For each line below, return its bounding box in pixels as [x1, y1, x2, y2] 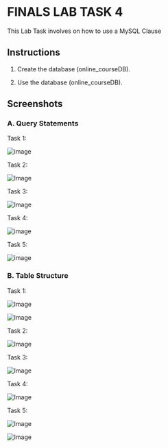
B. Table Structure [7, 271, 69, 281]
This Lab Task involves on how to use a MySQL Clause [7, 27, 162, 35]
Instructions [7, 47, 60, 58]
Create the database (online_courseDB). [16, 64, 130, 73]
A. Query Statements [7, 119, 79, 128]
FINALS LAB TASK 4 [7, 4, 123, 20]
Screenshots [7, 98, 63, 110]
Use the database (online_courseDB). [16, 78, 123, 86]
